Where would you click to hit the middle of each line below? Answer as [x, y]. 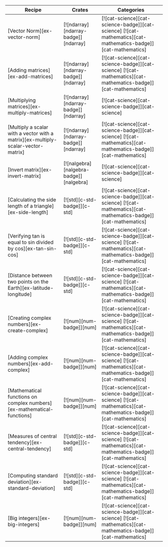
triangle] [44, 206]
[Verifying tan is [26, 236]
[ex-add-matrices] [30, 76]
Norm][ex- [39, 31]
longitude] [20, 294]
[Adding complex [28, 357]
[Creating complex [29, 318]
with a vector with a [31, 133]
